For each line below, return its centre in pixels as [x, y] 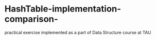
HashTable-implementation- [63, 9]
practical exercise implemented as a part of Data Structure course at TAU [78, 32]
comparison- [31, 19]
